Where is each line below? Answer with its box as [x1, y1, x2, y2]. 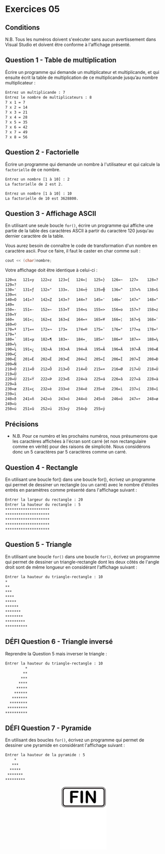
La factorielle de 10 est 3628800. [5, 196, 79, 201]
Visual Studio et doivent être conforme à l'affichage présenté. [5, 42, 131, 48]
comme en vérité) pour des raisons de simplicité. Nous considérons [12, 444, 151, 450]
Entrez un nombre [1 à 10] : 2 [5, 177, 70, 182]
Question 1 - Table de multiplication [5, 56, 116, 65]
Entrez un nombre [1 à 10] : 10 [5, 191, 72, 196]
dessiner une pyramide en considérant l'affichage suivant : [5, 742, 125, 748]
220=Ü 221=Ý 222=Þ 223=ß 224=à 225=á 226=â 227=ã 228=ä [5, 377, 159, 382]
